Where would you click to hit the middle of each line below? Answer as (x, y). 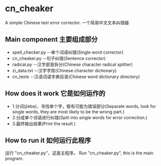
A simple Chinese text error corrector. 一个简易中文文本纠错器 (67, 22)
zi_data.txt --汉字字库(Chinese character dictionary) (64, 70)
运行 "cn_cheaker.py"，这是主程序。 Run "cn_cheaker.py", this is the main (79, 153)
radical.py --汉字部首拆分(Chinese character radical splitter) (72, 64)
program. (14, 159)
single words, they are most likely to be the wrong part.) (68, 112)
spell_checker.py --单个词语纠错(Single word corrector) (68, 52)
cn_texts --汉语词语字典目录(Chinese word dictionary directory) (76, 77)
